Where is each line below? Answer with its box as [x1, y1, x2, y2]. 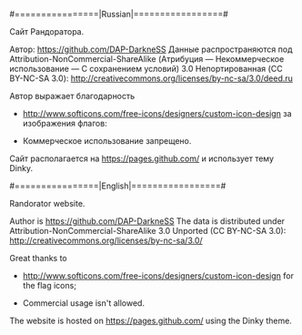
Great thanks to [9, 253, 68, 263]
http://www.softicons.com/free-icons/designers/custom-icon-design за [22, 108, 293, 118]
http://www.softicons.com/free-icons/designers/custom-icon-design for [22, 270, 294, 281]
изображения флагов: [22, 118, 107, 128]
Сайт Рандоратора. [9, 26, 85, 36]
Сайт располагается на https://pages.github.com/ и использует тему [9, 153, 275, 164]
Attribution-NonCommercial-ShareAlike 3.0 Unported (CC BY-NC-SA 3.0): [9, 226, 287, 236]
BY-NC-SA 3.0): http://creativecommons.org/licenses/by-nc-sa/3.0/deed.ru [9, 73, 294, 84]
